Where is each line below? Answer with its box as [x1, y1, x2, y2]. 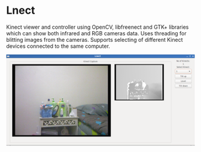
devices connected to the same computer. [6, 42, 111, 50]
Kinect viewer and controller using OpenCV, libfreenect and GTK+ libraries [6, 23, 189, 31]
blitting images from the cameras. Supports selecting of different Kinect [6, 36, 183, 43]
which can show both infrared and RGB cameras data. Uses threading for [6, 29, 187, 37]
